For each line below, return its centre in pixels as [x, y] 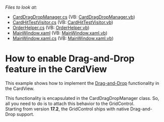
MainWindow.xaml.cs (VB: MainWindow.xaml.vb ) [63, 38]
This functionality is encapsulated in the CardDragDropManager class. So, [82, 98]
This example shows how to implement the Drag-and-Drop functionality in [82, 83]
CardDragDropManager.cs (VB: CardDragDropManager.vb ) [74, 17]
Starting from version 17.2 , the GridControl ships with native [67, 109]
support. [25, 114]
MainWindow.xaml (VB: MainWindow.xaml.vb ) [60, 33]
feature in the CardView [56, 69]
